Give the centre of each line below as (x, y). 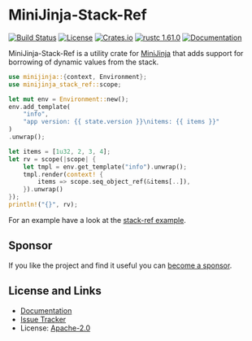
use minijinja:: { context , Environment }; (78, 77)
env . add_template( (39, 107)
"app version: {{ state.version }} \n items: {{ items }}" (122, 122)
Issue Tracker (43, 319)
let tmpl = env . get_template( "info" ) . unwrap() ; (105, 167)
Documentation (46, 310)
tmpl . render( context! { (63, 174)
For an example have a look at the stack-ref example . (98, 220)
